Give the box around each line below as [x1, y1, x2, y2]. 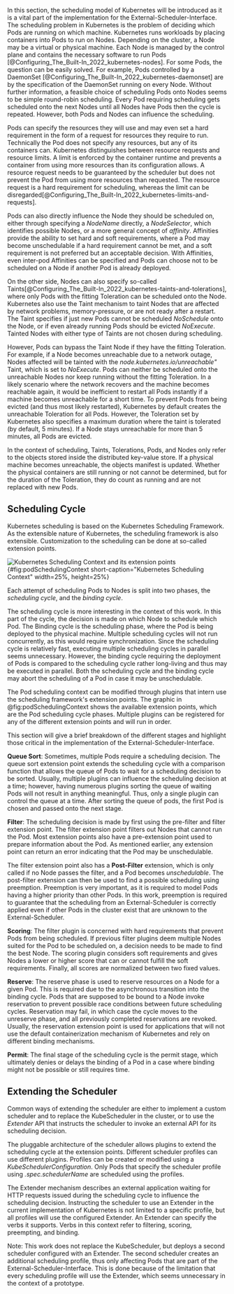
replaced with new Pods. [7, 483, 79, 491]
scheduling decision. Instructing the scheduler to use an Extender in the [7, 1198, 214, 1206]
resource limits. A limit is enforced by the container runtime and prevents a [7, 153, 222, 162]
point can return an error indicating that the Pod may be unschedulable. [7, 847, 213, 856]
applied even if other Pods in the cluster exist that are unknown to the [7, 905, 207, 914]
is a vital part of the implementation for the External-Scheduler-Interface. [7, 13, 218, 22]
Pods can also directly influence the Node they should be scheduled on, [7, 211, 214, 220]
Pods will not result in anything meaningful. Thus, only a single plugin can [7, 789, 219, 798]
